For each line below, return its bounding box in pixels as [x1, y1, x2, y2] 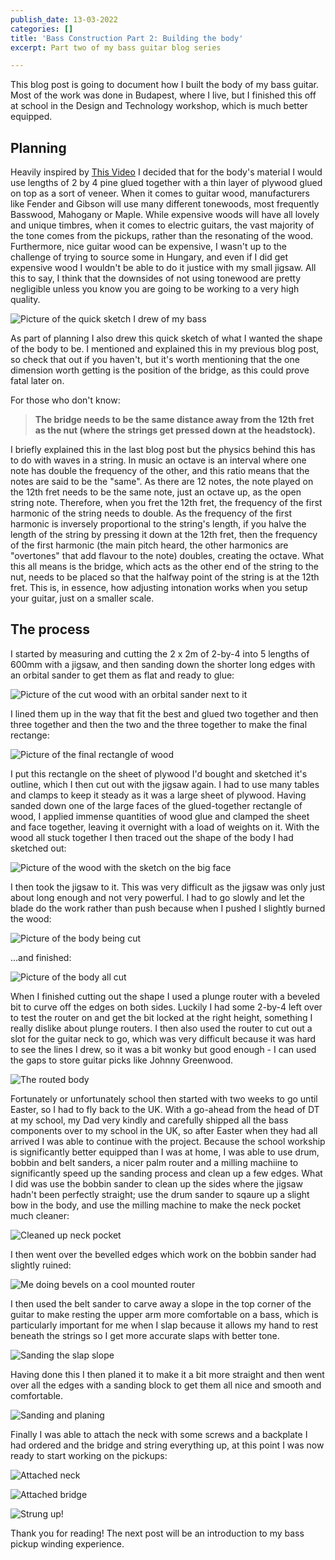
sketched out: [10, 842, 67, 854]
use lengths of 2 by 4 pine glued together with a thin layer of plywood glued [10, 177, 323, 189]
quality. [10, 294, 41, 306]
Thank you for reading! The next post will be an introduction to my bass [10, 1527, 305, 1539]
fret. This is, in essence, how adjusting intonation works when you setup [10, 582, 308, 594]
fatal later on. [10, 375, 65, 387]
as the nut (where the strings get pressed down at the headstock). [34, 424, 316, 436]
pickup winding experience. [10, 1537, 125, 1550]
